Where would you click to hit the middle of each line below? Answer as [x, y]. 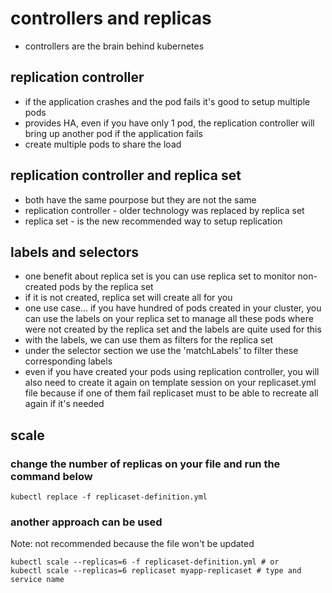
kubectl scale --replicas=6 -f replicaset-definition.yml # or [145, 562]
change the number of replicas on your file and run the [145, 464]
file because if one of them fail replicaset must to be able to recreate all [171, 393]
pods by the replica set [106, 287]
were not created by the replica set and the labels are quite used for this [173, 329]
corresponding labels [68, 361]
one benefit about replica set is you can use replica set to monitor [160, 276]
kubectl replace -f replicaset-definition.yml [109, 497]
